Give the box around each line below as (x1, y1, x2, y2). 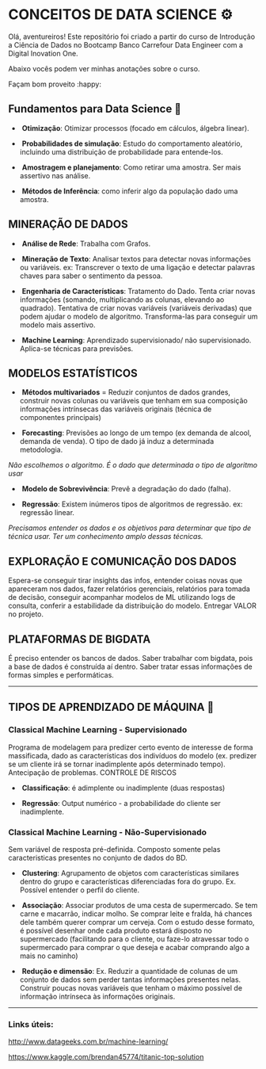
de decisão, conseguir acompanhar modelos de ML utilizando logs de (8, 593, 236, 602)
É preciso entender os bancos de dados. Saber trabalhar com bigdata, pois (8, 654, 253, 662)
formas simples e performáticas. (8, 670, 115, 679)
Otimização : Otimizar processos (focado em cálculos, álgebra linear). (21, 123, 249, 132)
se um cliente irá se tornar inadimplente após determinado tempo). (8, 759, 226, 769)
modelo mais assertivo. (19, 319, 97, 330)
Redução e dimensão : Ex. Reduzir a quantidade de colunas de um (21, 966, 238, 975)
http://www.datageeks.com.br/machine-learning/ (8, 1037, 169, 1047)
